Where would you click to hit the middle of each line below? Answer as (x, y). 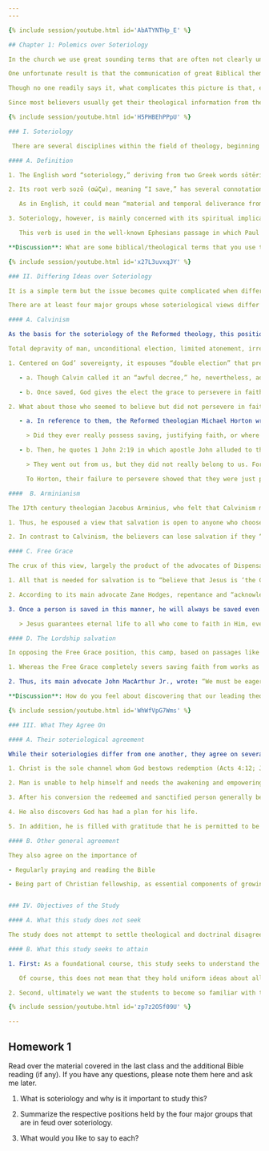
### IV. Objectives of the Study (64, 906)
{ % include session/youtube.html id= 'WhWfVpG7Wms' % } (100, 711)
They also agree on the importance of (73, 855)
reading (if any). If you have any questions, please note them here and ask (131, 1074)
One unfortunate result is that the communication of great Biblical (127, 74)
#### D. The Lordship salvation (62, 638)
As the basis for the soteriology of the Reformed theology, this (121, 334)
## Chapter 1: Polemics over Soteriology (78, 45)
